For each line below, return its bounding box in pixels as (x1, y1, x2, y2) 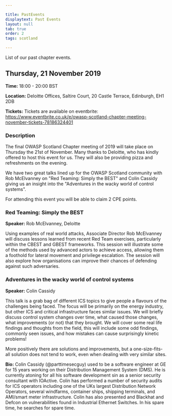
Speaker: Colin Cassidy (5, 288, 55, 294)
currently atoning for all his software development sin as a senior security (5, 372, 161, 378)
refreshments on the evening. (5, 160, 68, 166)
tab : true (5, 26, 27, 31)
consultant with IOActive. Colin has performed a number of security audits (5, 378, 163, 384)
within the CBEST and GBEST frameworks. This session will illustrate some (5, 242, 163, 248)
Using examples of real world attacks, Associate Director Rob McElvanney (5, 230, 162, 236)
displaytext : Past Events (5, 16, 61, 22)
